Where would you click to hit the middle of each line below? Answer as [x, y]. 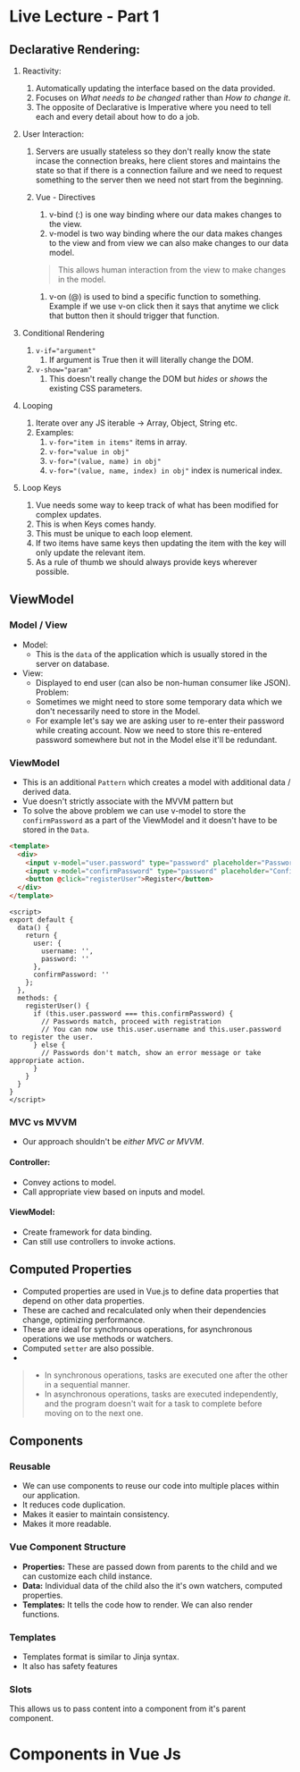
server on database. [72, 663]
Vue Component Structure [68, 1547]
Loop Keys [42, 488]
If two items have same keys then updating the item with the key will [161, 543]
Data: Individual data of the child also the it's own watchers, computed [152, 1585]
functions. [41, 1614]
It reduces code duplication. [74, 1505]
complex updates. [68, 515]
